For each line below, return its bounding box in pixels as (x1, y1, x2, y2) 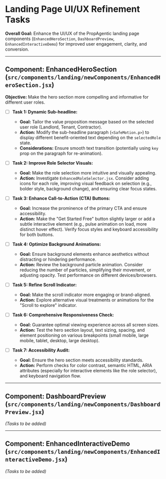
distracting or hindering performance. (19, 256, 96, 262)
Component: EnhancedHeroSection (5, 65, 117, 74)
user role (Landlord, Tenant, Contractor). (19, 124, 102, 130)
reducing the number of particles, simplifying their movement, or (19, 267, 152, 273)
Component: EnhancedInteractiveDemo (5, 440, 130, 448)
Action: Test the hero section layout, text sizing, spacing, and (19, 327, 145, 333)
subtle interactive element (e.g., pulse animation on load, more (19, 221, 147, 227)
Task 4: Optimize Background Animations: (12, 241, 101, 247)
